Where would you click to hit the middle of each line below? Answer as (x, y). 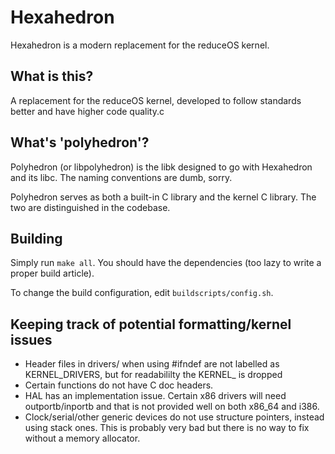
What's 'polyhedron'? (80, 142)
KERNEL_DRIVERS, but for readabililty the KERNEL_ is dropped (153, 375)
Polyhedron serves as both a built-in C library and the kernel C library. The (163, 197)
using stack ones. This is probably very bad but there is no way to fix (167, 428)
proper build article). (52, 273)
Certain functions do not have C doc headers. (119, 385)
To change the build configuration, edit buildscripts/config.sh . (142, 293)
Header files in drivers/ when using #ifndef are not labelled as (152, 364)
